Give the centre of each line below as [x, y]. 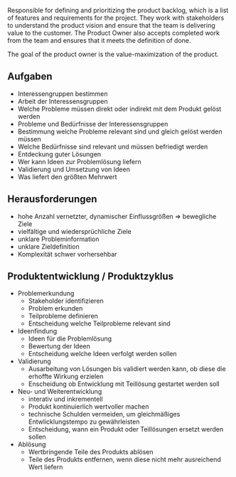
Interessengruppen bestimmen [63, 93]
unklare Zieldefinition [48, 246]
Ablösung [32, 444]
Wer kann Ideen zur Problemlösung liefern [80, 161]
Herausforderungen [52, 199]
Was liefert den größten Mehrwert [67, 176]
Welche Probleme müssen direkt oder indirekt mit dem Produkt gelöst [119, 109]
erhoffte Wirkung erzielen [66, 377]
